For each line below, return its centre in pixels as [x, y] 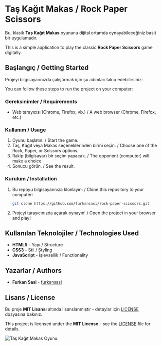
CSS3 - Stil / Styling [32, 250]
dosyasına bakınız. [24, 314]
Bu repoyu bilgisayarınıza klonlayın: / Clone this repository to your [78, 189]
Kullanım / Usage [26, 130]
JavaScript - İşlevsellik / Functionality [50, 255]
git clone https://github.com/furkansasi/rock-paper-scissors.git [81, 203]
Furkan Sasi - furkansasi [37, 282]
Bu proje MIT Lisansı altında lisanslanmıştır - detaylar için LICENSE [72, 309]
